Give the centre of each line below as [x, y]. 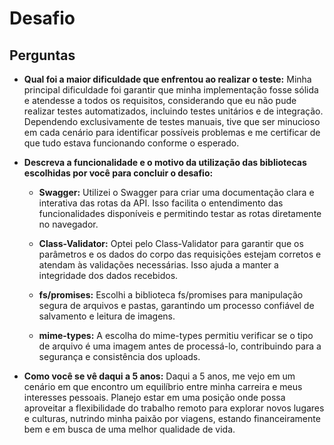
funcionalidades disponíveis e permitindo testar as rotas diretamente [180, 213]
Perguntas [42, 55]
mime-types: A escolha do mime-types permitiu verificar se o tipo [176, 335]
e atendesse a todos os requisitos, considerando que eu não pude [160, 100]
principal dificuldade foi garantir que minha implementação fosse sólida [171, 90]
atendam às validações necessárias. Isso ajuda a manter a [158, 265]
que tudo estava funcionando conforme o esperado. [131, 143]
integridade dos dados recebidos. [108, 275]
